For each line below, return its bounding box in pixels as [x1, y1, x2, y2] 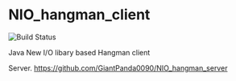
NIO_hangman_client [8, 6, 151, 24]
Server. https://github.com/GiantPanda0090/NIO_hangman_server [8, 63, 228, 73]
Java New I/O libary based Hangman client [8, 47, 151, 57]
